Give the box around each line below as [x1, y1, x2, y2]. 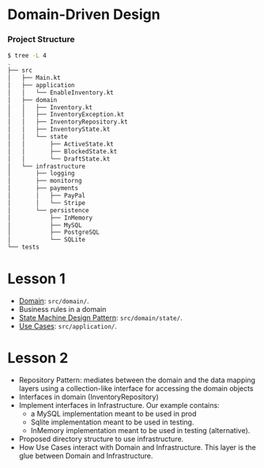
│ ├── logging [7, 169, 76, 177]
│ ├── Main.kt [7, 74, 61, 82]
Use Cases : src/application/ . [18, 322, 118, 331]
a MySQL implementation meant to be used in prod [30, 409, 197, 418]
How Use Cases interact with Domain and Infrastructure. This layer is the [18, 442, 256, 452]
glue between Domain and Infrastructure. [18, 451, 153, 460]
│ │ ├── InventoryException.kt [7, 111, 125, 119]
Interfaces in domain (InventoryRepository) [18, 392, 159, 401]
